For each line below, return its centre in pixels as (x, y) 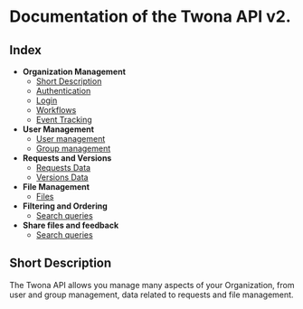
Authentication (63, 91)
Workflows (56, 110)
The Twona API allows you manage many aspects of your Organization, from (152, 285)
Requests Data (63, 168)
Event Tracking (64, 120)
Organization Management (74, 71)
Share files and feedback (71, 225)
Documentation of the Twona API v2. (150, 17)
